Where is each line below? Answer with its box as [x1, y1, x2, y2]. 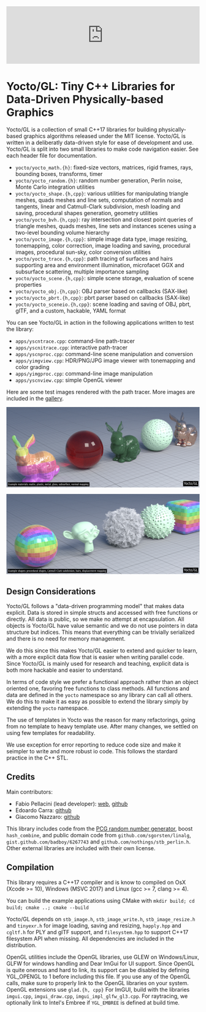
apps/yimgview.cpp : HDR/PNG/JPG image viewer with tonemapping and [15, 357, 196, 364]
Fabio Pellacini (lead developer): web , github [15, 800, 128, 807]
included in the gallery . [6, 395, 64, 402]
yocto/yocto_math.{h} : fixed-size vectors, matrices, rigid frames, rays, [15, 164, 193, 171]
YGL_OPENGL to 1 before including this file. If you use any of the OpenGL [6, 973, 191, 980]
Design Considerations [6, 586, 96, 596]
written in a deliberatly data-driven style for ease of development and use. [6, 139, 194, 146]
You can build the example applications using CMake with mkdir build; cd [6, 897, 195, 904]
